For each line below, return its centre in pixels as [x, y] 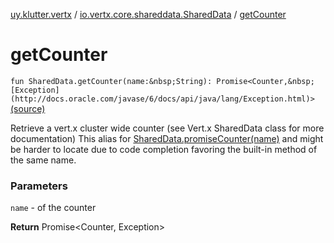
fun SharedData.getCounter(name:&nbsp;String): [111, 81]
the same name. [43, 160]
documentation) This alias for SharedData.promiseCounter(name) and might [167, 138]
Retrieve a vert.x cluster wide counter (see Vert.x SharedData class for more [167, 128]
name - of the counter [53, 208]
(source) [28, 108]
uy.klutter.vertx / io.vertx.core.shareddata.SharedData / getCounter [148, 14]
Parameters [39, 186]
